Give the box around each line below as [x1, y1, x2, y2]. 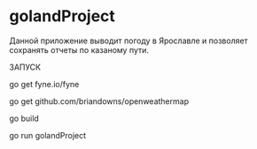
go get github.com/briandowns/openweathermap [9, 95, 189, 107]
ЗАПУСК [9, 62, 42, 72]
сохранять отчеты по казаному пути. [9, 44, 149, 55]
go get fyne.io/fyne [9, 78, 80, 89]
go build [9, 113, 40, 123]
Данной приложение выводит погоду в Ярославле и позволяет [9, 35, 248, 46]
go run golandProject [9, 130, 87, 140]
